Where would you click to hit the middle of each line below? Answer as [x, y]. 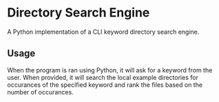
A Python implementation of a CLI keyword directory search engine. [103, 32]
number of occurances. [40, 92]
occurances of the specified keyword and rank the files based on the [105, 85]
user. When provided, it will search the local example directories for [103, 77]
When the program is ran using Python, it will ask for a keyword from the [110, 70]
